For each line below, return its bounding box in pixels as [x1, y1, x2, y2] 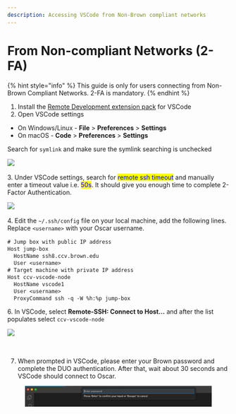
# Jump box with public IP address [7, 238, 112, 245]
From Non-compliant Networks [7, 42, 193, 59]
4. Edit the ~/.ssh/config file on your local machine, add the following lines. [7, 216, 227, 225]
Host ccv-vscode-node [7, 273, 71, 280]
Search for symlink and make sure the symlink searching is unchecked [7, 145, 212, 153]
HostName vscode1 [13, 280, 65, 288]
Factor [7, 188, 26, 196]
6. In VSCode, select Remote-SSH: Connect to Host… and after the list [7, 307, 214, 316]
